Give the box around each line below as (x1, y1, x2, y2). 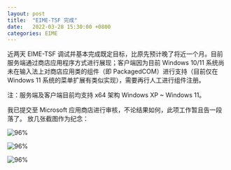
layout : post (7, 10, 45, 17)
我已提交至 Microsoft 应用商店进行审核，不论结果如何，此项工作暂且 (7, 106, 204, 114)
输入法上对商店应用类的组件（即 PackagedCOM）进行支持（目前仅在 (19, 67, 218, 76)
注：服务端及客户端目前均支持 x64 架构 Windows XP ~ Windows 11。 (7, 91, 206, 99)
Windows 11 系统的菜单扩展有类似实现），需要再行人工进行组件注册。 (7, 76, 205, 85)
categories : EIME (7, 29, 58, 37)
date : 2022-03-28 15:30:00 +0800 (7, 23, 111, 30)
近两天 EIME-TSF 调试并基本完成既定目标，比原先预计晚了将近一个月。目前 (7, 50, 223, 58)
